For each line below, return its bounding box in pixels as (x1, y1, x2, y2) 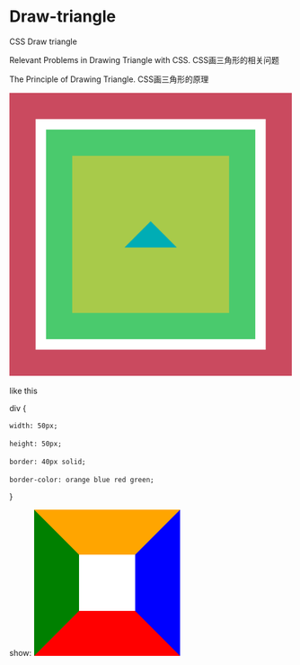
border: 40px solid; (9, 457, 87, 466)
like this (9, 385, 38, 396)
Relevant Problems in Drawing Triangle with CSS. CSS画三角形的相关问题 (9, 54, 280, 65)
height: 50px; (9, 439, 63, 448)
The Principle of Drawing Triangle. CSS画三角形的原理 (9, 74, 209, 85)
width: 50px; (9, 421, 58, 430)
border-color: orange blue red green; (9, 475, 154, 484)
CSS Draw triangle (9, 36, 78, 47)
